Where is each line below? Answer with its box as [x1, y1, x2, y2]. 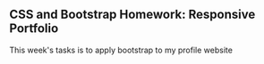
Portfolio [9, 21, 59, 36]
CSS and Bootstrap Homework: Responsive [9, 7, 256, 22]
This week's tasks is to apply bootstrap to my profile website [9, 44, 233, 55]
